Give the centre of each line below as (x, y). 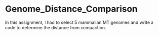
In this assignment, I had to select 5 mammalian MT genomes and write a (79, 22)
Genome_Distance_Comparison (71, 9)
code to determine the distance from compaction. (56, 27)
